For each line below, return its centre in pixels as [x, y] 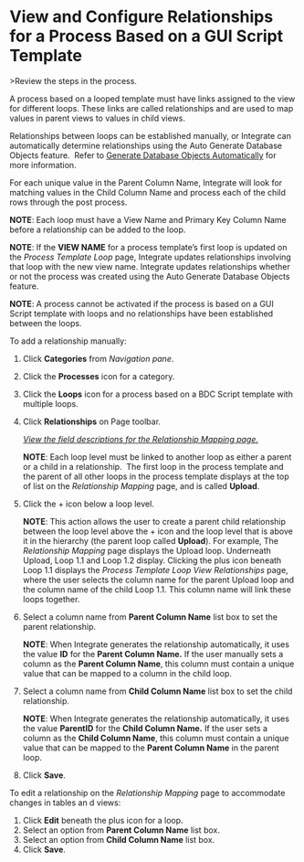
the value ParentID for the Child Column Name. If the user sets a [145, 728]
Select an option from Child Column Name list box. [119, 839]
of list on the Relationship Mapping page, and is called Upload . [141, 485]
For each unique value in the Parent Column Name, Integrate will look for [146, 182]
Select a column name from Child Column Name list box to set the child [157, 691]
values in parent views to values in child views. [97, 118]
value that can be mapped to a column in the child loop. [127, 673]
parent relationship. [59, 626]
